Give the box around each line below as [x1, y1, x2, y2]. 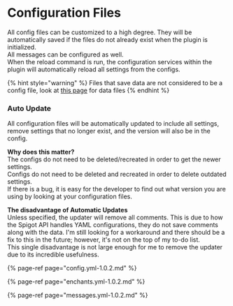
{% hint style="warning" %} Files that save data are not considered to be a [7, 78, 223, 87]
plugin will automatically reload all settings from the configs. [7, 65, 181, 73]
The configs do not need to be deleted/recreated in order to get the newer [7, 155, 222, 163]
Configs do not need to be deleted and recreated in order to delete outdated [7, 170, 227, 179]
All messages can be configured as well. [7, 50, 124, 59]
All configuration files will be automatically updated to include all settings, [7, 119, 219, 128]
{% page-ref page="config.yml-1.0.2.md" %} [7, 264, 137, 272]
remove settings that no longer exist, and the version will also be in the [7, 127, 211, 136]
